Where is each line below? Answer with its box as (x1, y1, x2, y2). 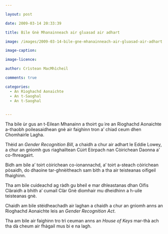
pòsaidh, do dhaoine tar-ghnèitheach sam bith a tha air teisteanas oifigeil (5, 167, 156, 173)
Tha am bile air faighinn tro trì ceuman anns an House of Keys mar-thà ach (5, 218, 159, 224)
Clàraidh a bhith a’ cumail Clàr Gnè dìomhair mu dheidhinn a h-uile (5, 188, 142, 194)
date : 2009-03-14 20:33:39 (5, 21, 62, 26)
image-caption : (5, 48, 37, 53)
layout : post (5, 12, 33, 17)
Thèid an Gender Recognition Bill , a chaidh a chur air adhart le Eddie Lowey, (5, 142, 162, 148)
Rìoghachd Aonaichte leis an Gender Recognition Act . (5, 208, 116, 214)
